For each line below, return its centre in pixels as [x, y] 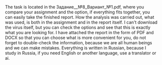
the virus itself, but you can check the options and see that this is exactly [78, 27]
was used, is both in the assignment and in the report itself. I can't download [81, 22]
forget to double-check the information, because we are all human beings [79, 43]
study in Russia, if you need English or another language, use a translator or [81, 53]
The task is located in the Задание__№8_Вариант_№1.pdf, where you [74, 7]
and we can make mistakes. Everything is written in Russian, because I [76, 48]
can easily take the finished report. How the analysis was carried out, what [80, 17]
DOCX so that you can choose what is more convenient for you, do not [76, 38]
